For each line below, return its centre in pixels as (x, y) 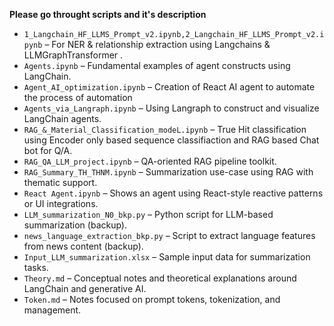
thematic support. (60, 182)
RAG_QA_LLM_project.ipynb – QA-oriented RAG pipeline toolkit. (150, 161)
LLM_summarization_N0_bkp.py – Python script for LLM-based (148, 214)
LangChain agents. (62, 118)
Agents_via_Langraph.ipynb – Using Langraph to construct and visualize (171, 108)
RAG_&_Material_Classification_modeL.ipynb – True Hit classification (165, 129)
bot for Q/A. (48, 150)
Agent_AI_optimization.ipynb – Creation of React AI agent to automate (169, 87)
